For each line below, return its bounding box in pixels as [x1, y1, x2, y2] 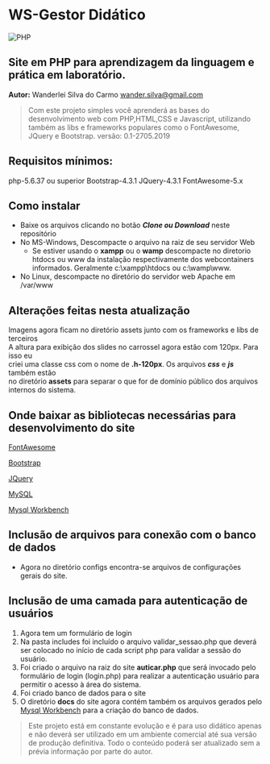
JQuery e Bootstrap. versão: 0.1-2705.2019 [27, 131, 171, 140]
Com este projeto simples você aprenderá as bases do [27, 105, 210, 114]
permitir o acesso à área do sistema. [19, 679, 141, 689]
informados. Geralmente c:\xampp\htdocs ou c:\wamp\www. [31, 264, 231, 273]
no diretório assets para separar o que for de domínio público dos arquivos [8, 376, 259, 386]
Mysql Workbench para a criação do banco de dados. [19, 705, 199, 715]
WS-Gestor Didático [8, 6, 147, 24]
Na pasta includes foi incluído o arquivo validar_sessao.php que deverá [19, 637, 257, 646]
